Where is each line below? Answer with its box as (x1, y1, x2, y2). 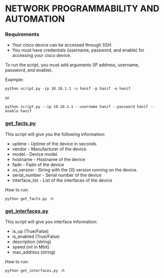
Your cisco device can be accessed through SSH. (12, 42, 113, 48)
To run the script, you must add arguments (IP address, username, (5, 62, 139, 68)
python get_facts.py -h (5, 196, 54, 201)
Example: (5, 77, 24, 83)
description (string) (12, 239, 52, 245)
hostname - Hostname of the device (12, 156, 85, 162)
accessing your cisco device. (12, 53, 72, 58)
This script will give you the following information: (5, 131, 106, 137)
